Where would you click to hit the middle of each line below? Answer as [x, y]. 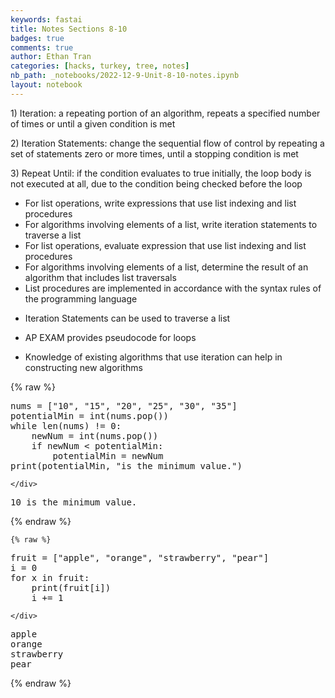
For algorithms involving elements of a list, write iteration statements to [171, 224]
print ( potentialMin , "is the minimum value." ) [126, 465]
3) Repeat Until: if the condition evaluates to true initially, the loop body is [161, 173]
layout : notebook [46, 85]
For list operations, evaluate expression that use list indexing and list [165, 245]
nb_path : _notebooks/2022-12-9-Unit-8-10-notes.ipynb [125, 76]
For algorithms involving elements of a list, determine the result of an [166, 267]
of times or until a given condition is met [93, 123]
